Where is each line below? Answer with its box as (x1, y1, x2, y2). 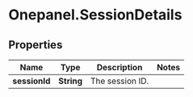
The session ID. (90, 75, 149, 86)
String (58, 75, 83, 86)
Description (96, 62, 143, 73)
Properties (8, 38, 63, 52)
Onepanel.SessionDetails (8, 6, 183, 24)
